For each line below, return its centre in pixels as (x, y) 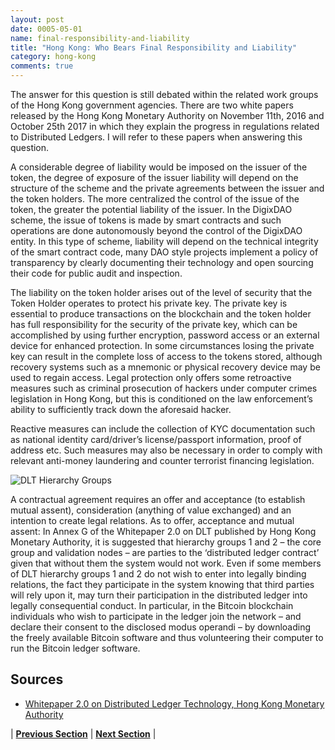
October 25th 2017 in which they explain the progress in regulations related (165, 126)
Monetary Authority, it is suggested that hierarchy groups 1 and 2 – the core (166, 542)
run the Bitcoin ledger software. (75, 648)
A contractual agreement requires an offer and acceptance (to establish (158, 499)
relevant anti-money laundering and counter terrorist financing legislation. (162, 460)
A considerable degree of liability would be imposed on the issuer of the (159, 167)
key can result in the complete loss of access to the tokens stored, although (166, 356)
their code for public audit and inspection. (96, 273)
